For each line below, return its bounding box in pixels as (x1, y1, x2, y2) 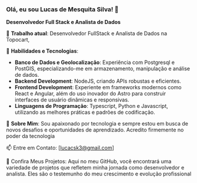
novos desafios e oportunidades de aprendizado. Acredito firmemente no (6, 126, 184, 134)
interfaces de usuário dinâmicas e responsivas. (14, 96, 129, 103)
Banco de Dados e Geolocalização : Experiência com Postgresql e (14, 59, 175, 66)
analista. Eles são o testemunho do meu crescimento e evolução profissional (6, 170, 192, 178)
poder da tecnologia (6, 133, 55, 140)
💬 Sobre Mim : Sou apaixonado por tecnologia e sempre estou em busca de (6, 120, 188, 127)
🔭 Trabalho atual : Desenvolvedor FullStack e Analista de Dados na (6, 30, 168, 37)
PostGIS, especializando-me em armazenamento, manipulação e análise (14, 65, 190, 72)
